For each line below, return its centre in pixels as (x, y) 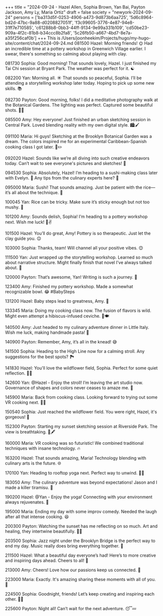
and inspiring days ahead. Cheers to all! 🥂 (47, 561)
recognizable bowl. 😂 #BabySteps (40, 292)
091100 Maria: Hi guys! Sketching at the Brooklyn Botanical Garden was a (79, 136)
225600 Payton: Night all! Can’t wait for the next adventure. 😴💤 (71, 608)
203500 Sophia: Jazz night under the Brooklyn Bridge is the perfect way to (80, 541)
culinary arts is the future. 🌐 (33, 463)
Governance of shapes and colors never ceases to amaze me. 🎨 (69, 388)
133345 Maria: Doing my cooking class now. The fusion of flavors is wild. (78, 310)
